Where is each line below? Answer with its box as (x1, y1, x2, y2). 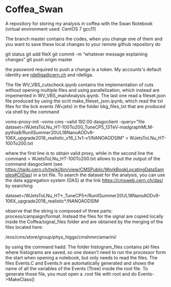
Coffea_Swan (5, 4, 63, 15)
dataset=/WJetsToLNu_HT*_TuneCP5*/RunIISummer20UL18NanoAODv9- (5, 192, 161, 198)
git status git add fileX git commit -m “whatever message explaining (5, 51, 148, 57)
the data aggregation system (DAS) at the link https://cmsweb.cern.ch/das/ (5, 177, 163, 183)
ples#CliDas (5, 172, 31, 178)
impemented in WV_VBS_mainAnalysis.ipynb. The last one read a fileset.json (5, 92, 166, 98)
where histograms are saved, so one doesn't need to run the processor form (5, 249, 166, 255)
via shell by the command (5, 109, 60, 115)
